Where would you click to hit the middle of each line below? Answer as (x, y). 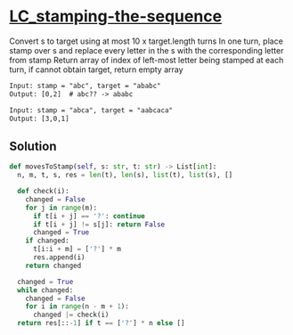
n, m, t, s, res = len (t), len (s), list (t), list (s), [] (125, 176)
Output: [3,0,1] (39, 118)
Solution (33, 146)
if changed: (47, 241)
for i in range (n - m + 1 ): (77, 306)
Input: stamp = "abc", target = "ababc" (85, 86)
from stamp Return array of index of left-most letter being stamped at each (146, 60)
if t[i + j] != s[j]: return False (99, 225)
